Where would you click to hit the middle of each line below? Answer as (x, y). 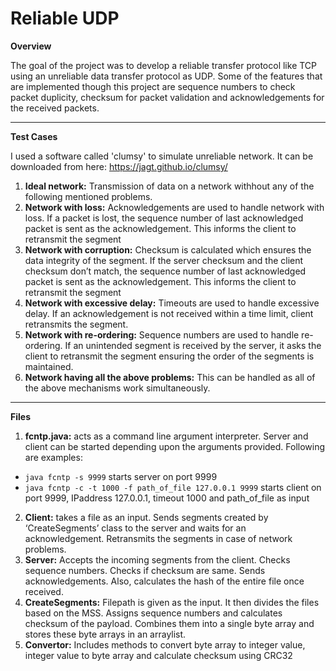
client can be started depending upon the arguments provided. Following (175, 446)
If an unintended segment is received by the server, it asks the (193, 345)
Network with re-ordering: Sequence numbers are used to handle (162, 334)
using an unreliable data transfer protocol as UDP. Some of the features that (166, 76)
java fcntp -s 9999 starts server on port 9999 (121, 476)
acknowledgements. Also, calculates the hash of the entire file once (164, 581)
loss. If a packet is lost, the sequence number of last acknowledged (164, 218)
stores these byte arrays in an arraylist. (105, 634)
